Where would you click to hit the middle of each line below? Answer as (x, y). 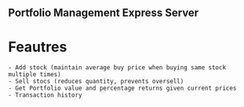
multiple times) (35, 75)
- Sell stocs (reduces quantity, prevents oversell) (96, 82)
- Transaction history (45, 95)
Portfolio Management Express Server (104, 13)
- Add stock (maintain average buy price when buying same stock (117, 68)
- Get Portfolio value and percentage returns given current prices (122, 89)
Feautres (38, 47)
